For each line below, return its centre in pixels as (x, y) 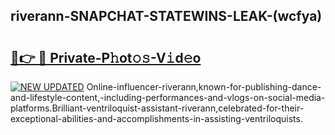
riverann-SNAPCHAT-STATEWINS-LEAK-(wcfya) (166, 16)
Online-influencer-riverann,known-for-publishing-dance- (204, 87)
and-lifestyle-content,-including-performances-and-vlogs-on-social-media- (168, 97)
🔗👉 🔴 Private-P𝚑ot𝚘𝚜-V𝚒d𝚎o (106, 57)
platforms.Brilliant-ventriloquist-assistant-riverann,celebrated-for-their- (157, 108)
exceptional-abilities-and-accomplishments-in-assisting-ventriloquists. (156, 118)
